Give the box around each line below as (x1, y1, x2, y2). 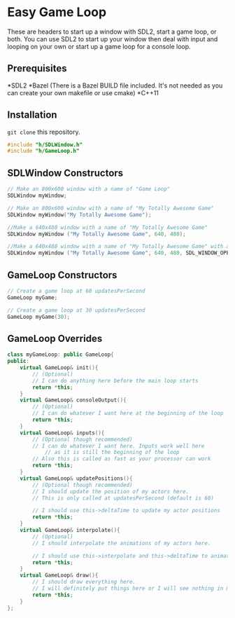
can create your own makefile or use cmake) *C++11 (7, 88, 159, 97)
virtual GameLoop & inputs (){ (20, 429, 105, 437)
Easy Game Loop (7, 4, 107, 20)
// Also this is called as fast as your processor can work (32, 455, 211, 462)
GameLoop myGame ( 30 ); (7, 313, 71, 320)
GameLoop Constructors (7, 269, 117, 281)
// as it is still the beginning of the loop (44, 449, 180, 456)
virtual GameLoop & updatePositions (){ (20, 474, 133, 482)
